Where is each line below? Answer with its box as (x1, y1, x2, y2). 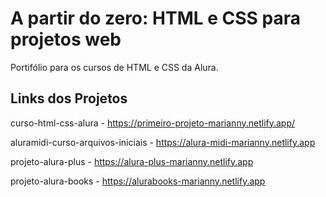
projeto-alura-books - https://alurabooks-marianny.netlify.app (10, 175, 266, 187)
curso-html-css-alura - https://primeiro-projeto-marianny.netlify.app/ (10, 117, 296, 129)
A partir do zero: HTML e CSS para (10, 7, 301, 30)
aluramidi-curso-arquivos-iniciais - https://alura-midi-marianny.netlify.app (10, 136, 316, 148)
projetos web (10, 28, 122, 51)
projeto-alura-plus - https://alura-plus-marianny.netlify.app (10, 155, 254, 167)
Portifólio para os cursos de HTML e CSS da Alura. (10, 61, 219, 73)
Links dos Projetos (10, 90, 128, 107)
